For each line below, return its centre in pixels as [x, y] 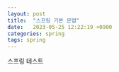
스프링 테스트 [25, 61]
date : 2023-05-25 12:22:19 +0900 [60, 27]
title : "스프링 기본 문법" [44, 20]
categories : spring [36, 34]
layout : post [27, 14]
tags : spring [27, 40]
